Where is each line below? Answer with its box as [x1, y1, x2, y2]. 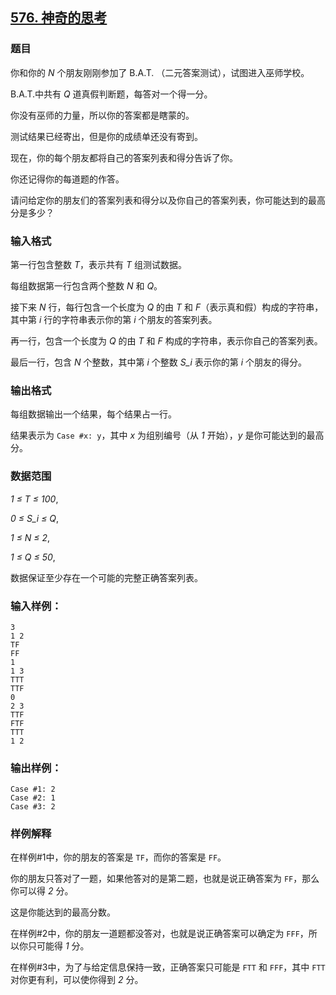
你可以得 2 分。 [10, 885, 74, 897]
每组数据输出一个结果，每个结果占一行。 [10, 408, 177, 420]
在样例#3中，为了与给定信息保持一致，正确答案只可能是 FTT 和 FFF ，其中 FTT [10, 961, 326, 973]
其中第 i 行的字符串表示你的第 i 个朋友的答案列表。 [10, 313, 218, 325]
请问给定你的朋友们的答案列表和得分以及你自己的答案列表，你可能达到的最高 [10, 194, 326, 206]
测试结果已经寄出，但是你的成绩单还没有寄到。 [10, 130, 203, 142]
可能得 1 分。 [36, 940, 90, 952]
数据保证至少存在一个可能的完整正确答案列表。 [10, 571, 203, 583]
